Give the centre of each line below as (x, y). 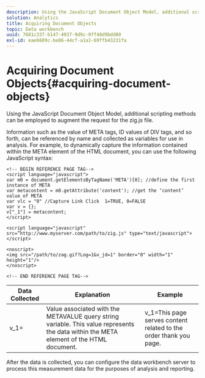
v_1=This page (166, 313)
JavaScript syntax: (30, 158)
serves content (166, 320)
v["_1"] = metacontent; (37, 212)
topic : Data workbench (35, 29)
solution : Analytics (33, 18)
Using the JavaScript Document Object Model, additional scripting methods (101, 113)
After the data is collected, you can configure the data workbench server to (101, 362)
